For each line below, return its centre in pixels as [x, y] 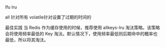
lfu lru [11, 7]
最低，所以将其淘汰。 [27, 40]
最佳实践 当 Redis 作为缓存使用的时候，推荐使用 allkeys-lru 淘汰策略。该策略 [82, 27]
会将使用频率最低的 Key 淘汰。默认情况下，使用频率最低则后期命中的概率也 [81, 34]
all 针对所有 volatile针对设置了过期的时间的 [48, 17]
